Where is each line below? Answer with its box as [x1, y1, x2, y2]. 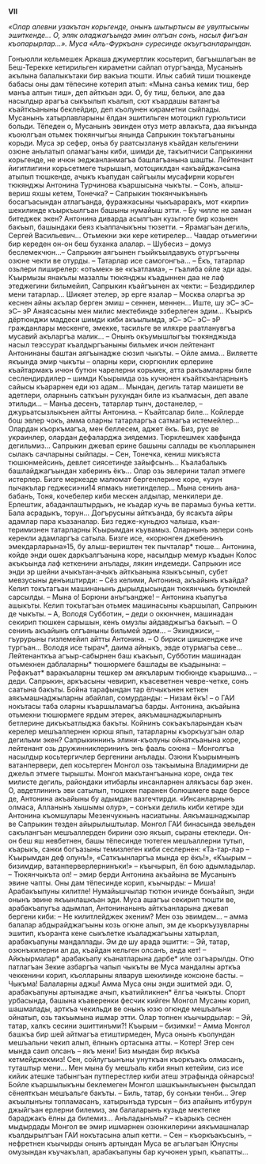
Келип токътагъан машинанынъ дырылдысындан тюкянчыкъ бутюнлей [8, 584, 251, 593]
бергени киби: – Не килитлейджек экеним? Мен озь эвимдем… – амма [8, 912, 249, 921]
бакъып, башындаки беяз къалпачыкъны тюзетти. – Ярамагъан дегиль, [8, 222, 250, 232]
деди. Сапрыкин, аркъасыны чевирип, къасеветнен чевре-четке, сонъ [8, 677, 249, 685]
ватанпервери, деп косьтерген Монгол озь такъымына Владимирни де [8, 760, 249, 770]
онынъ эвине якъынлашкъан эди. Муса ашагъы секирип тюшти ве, [8, 895, 236, 904]
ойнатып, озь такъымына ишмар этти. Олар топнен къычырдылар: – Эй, [8, 1013, 253, 1022]
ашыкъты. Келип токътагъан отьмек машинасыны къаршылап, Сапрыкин [8, 601, 257, 610]
